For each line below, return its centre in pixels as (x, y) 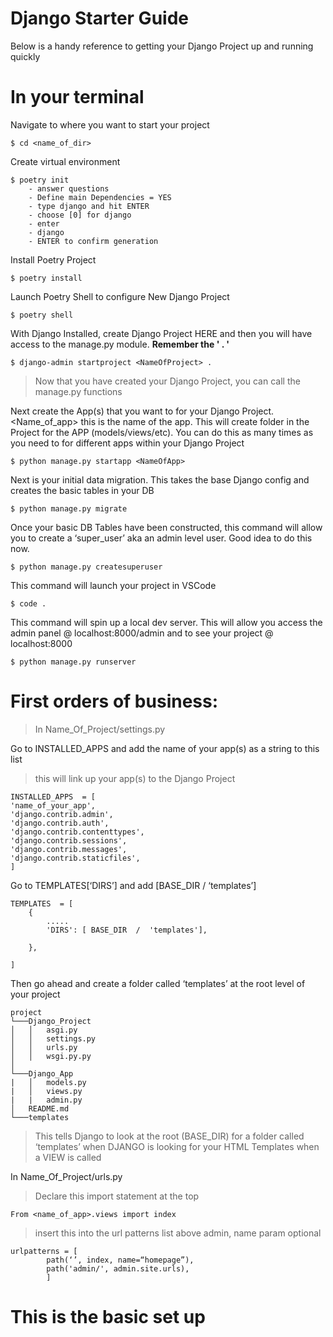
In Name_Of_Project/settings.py (100, 729)
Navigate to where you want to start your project (110, 124)
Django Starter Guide (99, 18)
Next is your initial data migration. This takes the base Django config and (160, 479)
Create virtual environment (65, 161)
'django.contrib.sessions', (69, 840)
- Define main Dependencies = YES (100, 197)
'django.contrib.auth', (60, 823)
